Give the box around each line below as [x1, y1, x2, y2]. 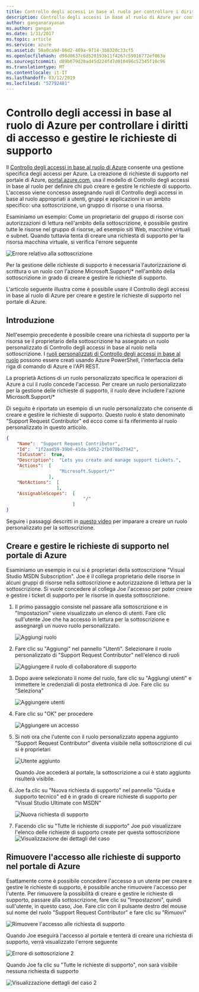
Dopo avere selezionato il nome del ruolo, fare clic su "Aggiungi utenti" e [14, 674, 192, 681]
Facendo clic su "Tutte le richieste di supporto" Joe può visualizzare [14, 822, 182, 829]
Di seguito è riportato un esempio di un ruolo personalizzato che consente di [6, 405, 193, 412]
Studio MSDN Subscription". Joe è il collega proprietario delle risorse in [6, 572, 181, 580]
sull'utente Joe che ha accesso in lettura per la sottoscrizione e [14, 616, 170, 623]
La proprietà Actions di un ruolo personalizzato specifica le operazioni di [6, 374, 184, 381]
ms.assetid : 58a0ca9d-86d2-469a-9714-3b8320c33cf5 [6, 48, 134, 53]
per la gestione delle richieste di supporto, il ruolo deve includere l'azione [6, 387, 185, 394]
